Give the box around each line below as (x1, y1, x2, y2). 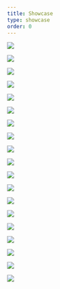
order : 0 (7, 23, 32, 30)
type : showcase (7, 17, 50, 23)
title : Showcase (7, 10, 53, 17)
